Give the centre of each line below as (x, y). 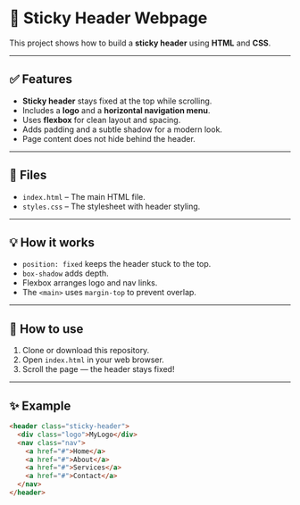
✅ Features (41, 79)
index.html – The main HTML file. (83, 196)
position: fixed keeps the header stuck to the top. (117, 264)
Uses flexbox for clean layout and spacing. (101, 120)
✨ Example (40, 406)
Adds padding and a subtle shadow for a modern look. (122, 129)
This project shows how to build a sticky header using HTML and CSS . (140, 43)
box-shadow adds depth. (65, 273)
